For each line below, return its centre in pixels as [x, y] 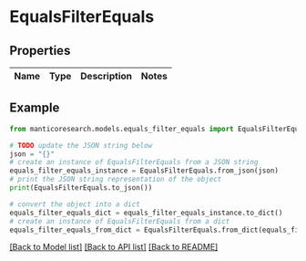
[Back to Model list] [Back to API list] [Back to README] [114, 247]
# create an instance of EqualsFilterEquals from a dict [120, 221]
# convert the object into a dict [75, 204]
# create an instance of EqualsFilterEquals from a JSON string [134, 162]
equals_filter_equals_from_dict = [75, 230]
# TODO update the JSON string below [81, 145]
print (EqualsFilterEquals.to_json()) [81, 188]
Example [35, 108]
